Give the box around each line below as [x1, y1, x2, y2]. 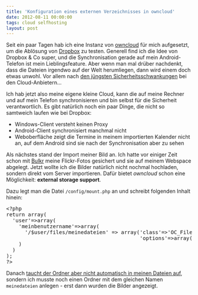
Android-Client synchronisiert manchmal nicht [14, 127, 127, 134]
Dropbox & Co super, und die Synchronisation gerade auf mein [6, 54, 158, 61]
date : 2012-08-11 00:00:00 [6, 14, 72, 20]
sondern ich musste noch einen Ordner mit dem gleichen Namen [6, 276, 163, 283]
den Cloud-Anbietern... [6, 79, 62, 86]
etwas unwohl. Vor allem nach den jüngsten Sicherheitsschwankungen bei [6, 73, 187, 80]
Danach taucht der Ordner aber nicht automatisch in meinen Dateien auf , [6, 270, 183, 277]
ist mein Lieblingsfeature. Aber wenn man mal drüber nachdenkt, [25, 60, 183, 67]
